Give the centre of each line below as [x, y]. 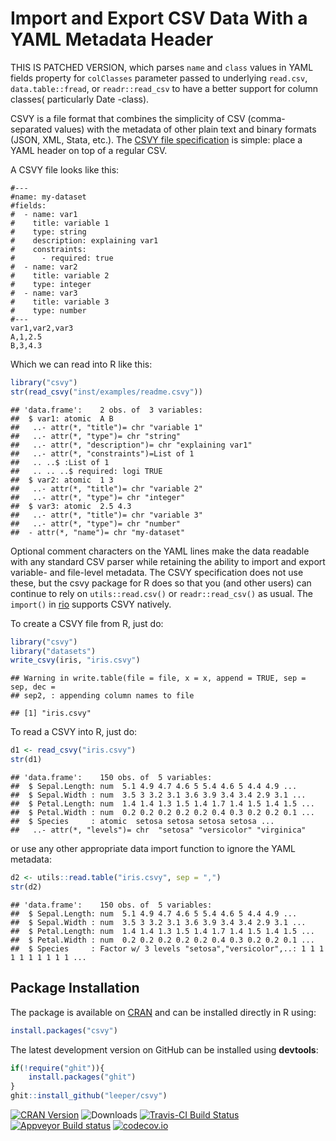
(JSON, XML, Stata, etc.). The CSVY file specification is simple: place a [156, 139]
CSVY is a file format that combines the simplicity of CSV [128, 118]
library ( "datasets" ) [53, 651]
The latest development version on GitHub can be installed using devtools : [164, 1049]
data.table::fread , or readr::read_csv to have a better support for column [164, 88]
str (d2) [26, 887]
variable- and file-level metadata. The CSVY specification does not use [157, 572]
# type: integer [51, 284]
